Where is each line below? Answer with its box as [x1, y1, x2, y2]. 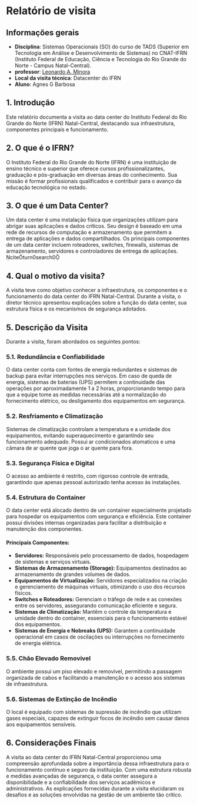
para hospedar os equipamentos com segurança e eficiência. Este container [6, 513, 191, 520]
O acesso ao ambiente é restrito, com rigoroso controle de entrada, [6, 472, 169, 479]
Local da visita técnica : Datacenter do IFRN [14, 75, 122, 81]
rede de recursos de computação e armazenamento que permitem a [6, 229, 172, 236]
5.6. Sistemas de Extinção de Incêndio [6, 695, 118, 703]
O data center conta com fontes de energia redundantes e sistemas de [6, 366, 178, 373]
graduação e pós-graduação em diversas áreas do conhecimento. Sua [6, 171, 178, 178]
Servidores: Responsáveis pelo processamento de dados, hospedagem [14, 552, 189, 559]
